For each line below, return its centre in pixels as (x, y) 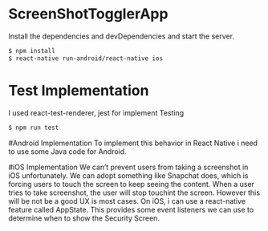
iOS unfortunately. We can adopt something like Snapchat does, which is (128, 175)
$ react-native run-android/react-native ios (85, 58)
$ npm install (32, 51)
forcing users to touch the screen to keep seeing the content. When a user (132, 184)
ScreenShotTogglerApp (88, 14)
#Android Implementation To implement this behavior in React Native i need (133, 143)
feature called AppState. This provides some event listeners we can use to (131, 209)
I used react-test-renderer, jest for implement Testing (96, 112)
